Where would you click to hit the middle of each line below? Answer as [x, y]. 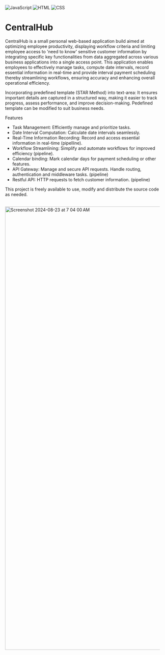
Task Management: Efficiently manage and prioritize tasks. [71, 127]
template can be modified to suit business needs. [55, 108]
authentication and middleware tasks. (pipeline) [60, 174]
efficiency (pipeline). [33, 153]
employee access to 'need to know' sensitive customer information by [76, 51]
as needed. [16, 194]
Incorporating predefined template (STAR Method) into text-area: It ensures [81, 92]
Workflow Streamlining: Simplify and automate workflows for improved [84, 148]
